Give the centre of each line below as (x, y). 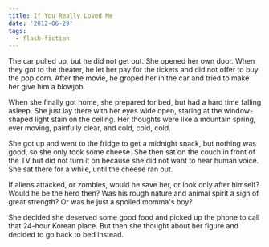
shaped (21, 119)
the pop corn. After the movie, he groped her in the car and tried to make (129, 78)
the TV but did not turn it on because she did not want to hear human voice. (134, 161)
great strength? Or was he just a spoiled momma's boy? (100, 202)
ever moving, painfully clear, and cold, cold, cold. (90, 128)
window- (238, 111)
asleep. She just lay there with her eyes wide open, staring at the (115, 111)
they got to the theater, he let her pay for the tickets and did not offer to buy (133, 70)
